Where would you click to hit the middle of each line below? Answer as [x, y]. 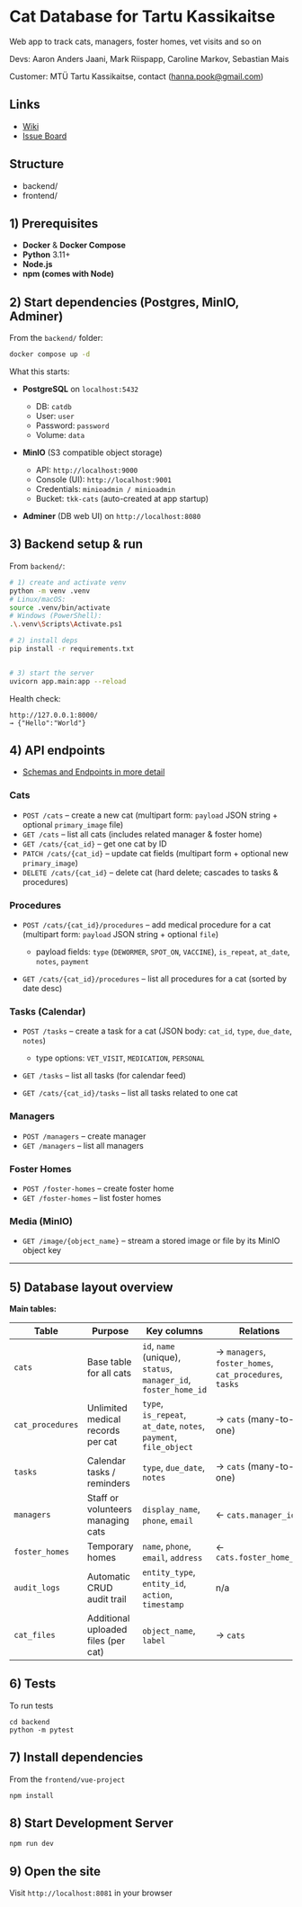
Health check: [35, 698]
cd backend [30, 1722]
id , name [159, 1347]
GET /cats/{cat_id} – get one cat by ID [95, 844]
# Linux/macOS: [38, 599]
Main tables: [33, 1309]
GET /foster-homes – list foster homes [92, 1197]
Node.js [37, 264]
